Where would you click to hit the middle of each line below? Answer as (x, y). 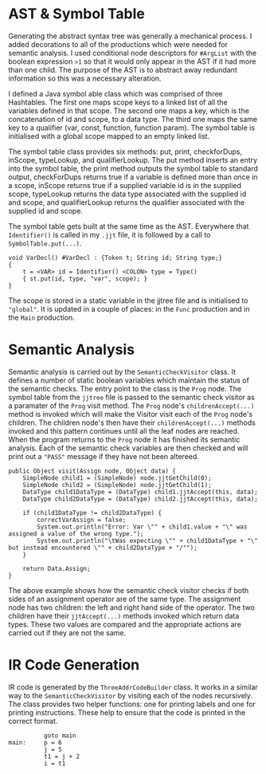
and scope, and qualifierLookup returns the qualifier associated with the (127, 202)
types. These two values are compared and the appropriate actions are (125, 624)
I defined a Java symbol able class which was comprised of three (115, 93)
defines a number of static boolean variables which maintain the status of (129, 380)
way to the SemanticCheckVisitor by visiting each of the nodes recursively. (131, 695)
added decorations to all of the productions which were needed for (118, 44)
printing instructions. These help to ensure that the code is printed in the (127, 712)
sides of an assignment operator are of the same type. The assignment (125, 599)
